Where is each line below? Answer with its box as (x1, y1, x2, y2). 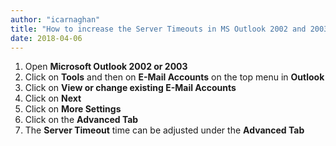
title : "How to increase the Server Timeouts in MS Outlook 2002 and (10, 24, 307, 34)
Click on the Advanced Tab (24, 114, 139, 126)
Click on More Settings (24, 103, 122, 115)
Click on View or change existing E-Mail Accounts (24, 82, 237, 94)
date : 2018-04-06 (10, 33, 83, 43)
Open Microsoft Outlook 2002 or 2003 (24, 61, 188, 73)
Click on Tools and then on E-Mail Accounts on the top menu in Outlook (24, 71, 325, 83)
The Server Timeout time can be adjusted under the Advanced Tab (24, 124, 305, 136)
